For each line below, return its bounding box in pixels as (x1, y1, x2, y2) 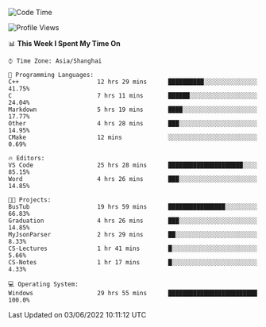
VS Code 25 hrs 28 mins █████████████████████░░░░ (8, 161, 258, 169)
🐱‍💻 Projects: (8, 196, 52, 204)
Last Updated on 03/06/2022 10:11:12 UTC (8, 310, 147, 319)
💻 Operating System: (8, 280, 79, 288)
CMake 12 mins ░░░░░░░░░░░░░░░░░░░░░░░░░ (8, 133, 258, 141)
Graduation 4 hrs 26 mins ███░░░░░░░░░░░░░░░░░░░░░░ (8, 217, 258, 225)
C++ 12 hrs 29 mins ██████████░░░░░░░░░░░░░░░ (8, 78, 258, 86)
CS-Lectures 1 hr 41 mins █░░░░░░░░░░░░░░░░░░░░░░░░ (8, 244, 258, 252)
